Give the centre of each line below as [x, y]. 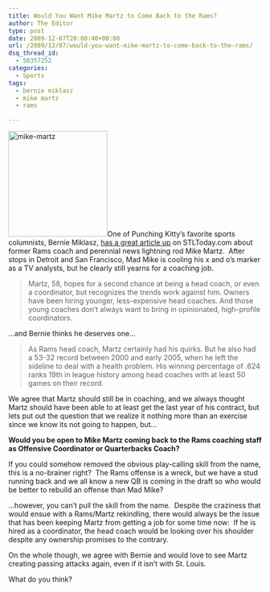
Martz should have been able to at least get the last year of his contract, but [134, 408]
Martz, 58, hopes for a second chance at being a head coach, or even [143, 284]
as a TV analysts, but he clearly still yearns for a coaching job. [111, 268]
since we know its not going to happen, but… [83, 425]
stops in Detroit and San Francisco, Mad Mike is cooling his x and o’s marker [135, 260]
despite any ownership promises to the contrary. [88, 540]
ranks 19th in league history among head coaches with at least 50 [137, 375]
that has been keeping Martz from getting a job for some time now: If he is [132, 523]
